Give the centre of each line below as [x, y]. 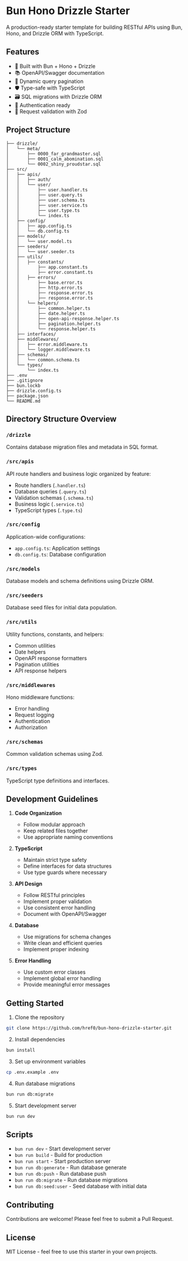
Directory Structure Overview [61, 419]
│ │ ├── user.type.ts [43, 210]
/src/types [21, 769]
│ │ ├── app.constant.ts [47, 267]
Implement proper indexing [56, 950]
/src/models [23, 569]
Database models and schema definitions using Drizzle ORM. [80, 581]
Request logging [34, 715]
